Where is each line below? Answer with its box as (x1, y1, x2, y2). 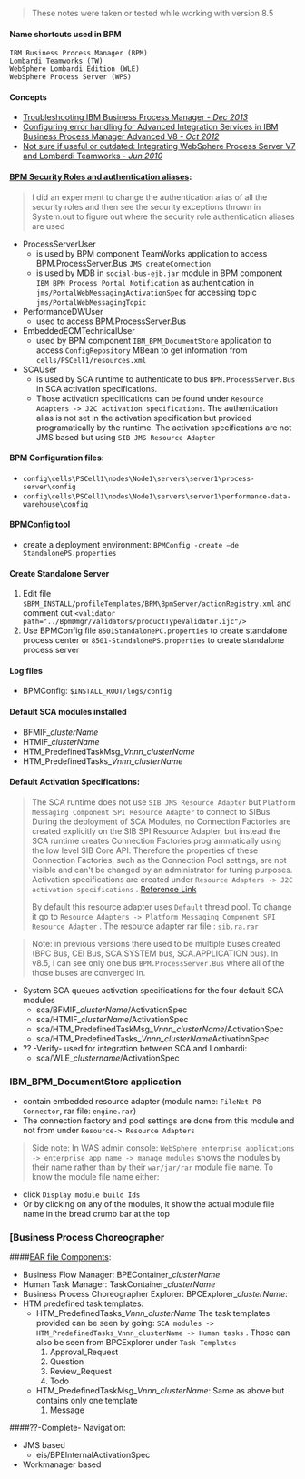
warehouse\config (22, 499, 89, 508)
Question (49, 1356, 84, 1367)
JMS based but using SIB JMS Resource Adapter (35, 431, 216, 442)
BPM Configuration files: (9, 452, 104, 463)
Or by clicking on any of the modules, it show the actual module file (22, 1199, 275, 1210)
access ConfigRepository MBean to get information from (35, 345, 248, 356)
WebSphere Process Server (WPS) (9, 73, 132, 82)
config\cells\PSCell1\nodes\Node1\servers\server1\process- (22, 474, 255, 483)
